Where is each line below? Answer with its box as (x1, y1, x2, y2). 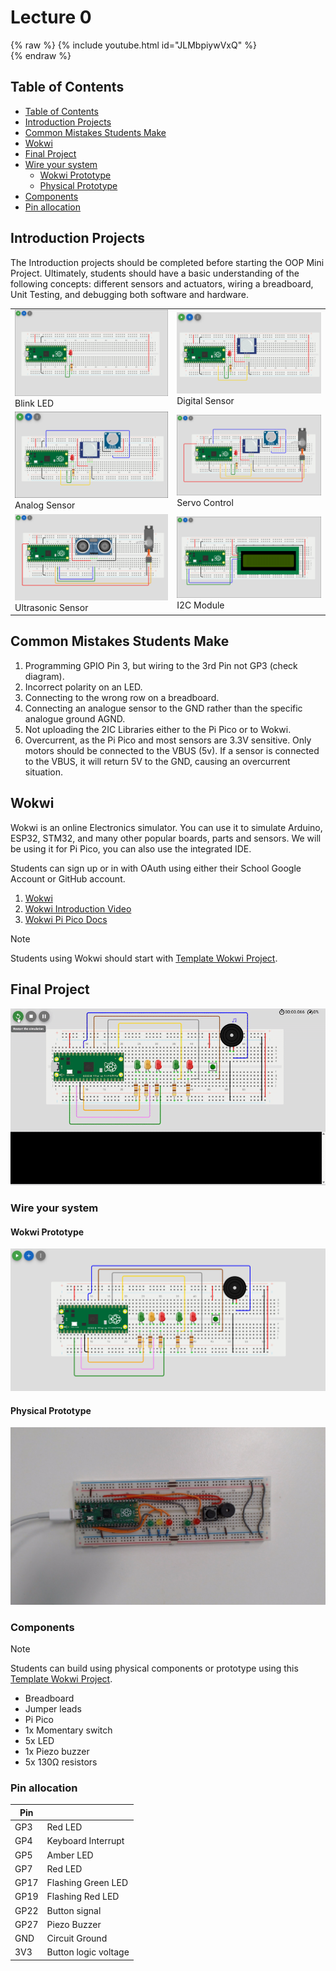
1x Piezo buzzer (24, 1746, 90, 1758)
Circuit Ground (46, 1932, 108, 1945)
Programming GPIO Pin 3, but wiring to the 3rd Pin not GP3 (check (24, 659, 298, 671)
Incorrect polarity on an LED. (24, 681, 143, 693)
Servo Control (176, 497, 234, 509)
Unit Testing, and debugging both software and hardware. (10, 288, 249, 300)
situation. (24, 766, 63, 778)
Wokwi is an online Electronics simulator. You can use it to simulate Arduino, (10, 821, 323, 833)
